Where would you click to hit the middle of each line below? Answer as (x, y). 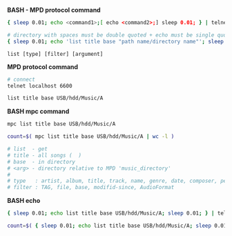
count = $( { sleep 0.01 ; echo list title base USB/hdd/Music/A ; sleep (109, 226)
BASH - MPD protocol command (54, 10)
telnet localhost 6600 (40, 86)
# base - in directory (41, 161)
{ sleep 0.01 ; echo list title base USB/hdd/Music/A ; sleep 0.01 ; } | (111, 213)
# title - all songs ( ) (44, 155)
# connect (21, 79)
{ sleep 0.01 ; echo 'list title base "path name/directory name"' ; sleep (116, 41)
